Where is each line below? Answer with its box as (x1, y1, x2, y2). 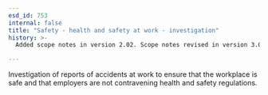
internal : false (8, 19, 62, 27)
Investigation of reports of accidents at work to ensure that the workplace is (8, 70, 258, 79)
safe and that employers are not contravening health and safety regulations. (8, 78, 258, 88)
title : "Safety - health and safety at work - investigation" (8, 26, 219, 34)
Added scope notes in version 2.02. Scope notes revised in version (15, 41, 248, 49)
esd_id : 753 (8, 11, 48, 20)
